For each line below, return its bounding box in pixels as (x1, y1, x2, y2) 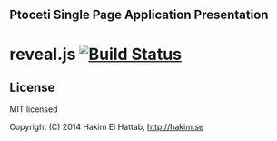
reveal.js (9, 44, 76, 65)
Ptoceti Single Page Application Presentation (9, 7, 269, 23)
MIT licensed (9, 104, 58, 115)
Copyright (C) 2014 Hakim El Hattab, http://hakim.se (9, 122, 204, 133)
